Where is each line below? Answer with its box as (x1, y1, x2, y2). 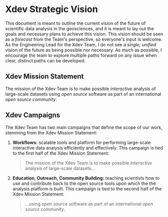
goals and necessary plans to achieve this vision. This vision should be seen (5, 31, 163, 37)
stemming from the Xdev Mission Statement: (5, 129, 98, 135)
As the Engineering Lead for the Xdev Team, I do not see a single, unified (5, 41, 156, 47)
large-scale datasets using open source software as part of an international (5, 91, 161, 97)
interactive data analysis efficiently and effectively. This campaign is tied (12, 144, 163, 151)
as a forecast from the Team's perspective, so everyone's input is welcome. (5, 36, 162, 42)
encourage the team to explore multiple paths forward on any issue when (5, 52, 157, 58)
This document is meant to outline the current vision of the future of (5, 20, 146, 26)
